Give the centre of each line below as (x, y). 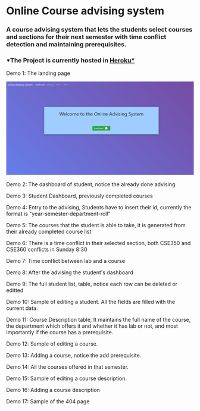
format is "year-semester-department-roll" (59, 214)
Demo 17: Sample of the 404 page (48, 401)
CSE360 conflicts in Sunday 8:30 (47, 250)
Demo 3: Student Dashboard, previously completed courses (79, 196)
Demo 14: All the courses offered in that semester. (68, 367)
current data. (22, 308)
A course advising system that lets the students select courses (99, 30)
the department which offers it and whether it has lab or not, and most (92, 326)
